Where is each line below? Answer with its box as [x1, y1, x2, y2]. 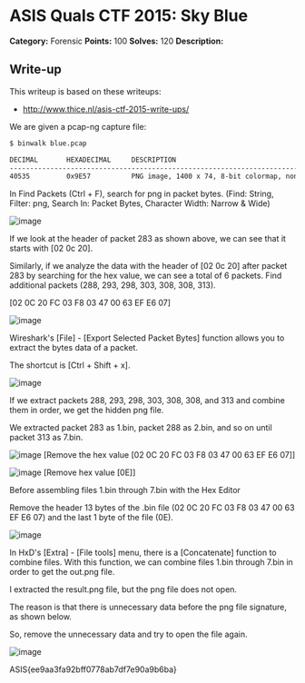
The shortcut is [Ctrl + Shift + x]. [9, 360, 131, 371]
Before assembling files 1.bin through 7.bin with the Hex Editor [9, 485, 241, 496]
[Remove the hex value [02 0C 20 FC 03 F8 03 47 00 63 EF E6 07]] [44, 450, 296, 460]
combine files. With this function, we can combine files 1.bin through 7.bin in [9, 557, 293, 568]
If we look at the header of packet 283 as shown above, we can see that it [9, 233, 286, 244]
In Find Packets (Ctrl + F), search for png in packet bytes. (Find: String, [9, 188, 274, 200]
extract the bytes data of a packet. [9, 342, 139, 353]
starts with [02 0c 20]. [9, 243, 93, 254]
